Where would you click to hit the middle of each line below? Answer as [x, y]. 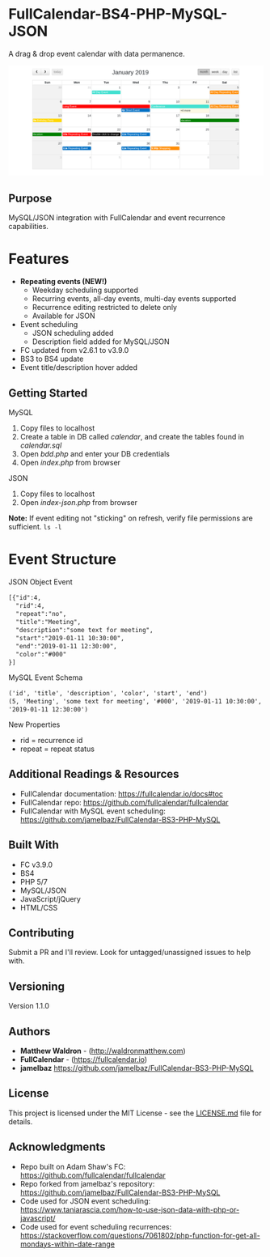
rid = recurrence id [51, 740]
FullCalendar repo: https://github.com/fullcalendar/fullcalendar [124, 802]
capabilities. [28, 227]
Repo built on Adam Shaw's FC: [73, 1166]
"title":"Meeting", [49, 622]
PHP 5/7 [34, 881]
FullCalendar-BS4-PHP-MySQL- [118, 14]
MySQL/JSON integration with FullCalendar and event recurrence [117, 218]
